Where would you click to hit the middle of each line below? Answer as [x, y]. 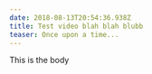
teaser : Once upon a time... [64, 34]
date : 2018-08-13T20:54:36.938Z [70, 18]
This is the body [39, 60]
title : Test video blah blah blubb [76, 26]
